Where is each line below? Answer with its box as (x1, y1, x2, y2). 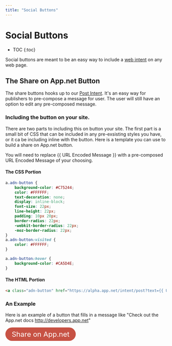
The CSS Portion (5, 169, 41, 175)
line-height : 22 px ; (14, 209, 56, 214)
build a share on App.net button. (5, 142, 73, 148)
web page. (5, 62, 28, 68)
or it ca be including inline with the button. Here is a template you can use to (5, 136, 166, 142)
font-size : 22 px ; (14, 204, 52, 209)
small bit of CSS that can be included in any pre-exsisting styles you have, (5, 131, 162, 137)
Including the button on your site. (5, 114, 90, 121)
